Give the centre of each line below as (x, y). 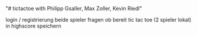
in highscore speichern (33, 26)
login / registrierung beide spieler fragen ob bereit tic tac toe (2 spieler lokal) (98, 20)
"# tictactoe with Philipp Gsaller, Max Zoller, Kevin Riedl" (74, 8)
